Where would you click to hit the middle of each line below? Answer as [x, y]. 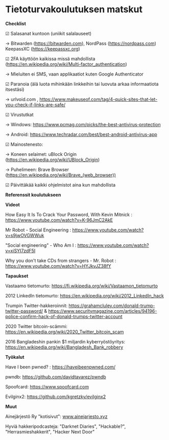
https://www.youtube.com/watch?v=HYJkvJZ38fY [58, 266]
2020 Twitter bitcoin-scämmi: [37, 326]
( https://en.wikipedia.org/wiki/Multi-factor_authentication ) [66, 64]
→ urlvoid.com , [22, 99]
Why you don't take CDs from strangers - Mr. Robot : [61, 260]
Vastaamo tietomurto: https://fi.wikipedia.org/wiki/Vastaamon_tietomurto [82, 286]
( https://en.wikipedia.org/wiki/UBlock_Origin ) [53, 159]
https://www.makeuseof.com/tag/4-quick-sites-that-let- [99, 99]
